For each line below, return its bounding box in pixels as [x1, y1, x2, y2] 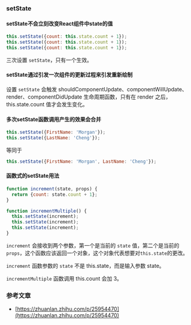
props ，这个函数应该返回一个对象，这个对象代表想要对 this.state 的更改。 [6, 249, 189, 257]
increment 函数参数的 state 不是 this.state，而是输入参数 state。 [6, 262, 165, 269]
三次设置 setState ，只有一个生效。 [6, 56, 93, 64]
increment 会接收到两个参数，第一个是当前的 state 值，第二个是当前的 [6, 241, 180, 249]
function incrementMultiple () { [6, 208, 87, 214]
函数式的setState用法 [6, 172, 60, 180]
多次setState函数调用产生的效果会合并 [6, 115, 102, 123]
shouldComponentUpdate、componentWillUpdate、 [58, 85, 187, 93]
